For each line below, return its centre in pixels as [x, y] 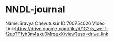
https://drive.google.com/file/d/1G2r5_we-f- [62, 28]
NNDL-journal [35, 9]
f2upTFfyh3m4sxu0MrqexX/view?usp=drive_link [57, 34]
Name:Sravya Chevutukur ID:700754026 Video [55, 23]
